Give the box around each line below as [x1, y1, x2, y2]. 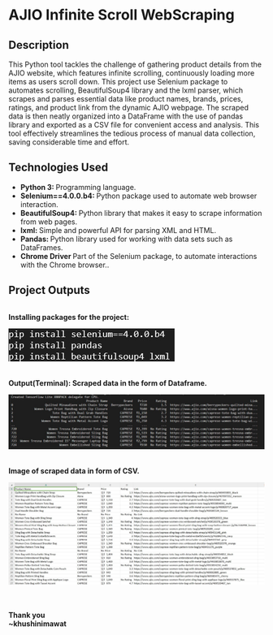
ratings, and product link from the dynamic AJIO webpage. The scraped [8, 103, 249, 112]
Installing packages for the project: [8, 312, 130, 322]
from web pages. [19, 217, 78, 227]
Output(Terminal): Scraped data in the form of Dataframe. [8, 378, 207, 387]
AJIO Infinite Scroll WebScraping [8, 6, 235, 24]
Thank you [8, 611, 45, 620]
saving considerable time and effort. [8, 137, 130, 147]
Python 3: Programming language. [19, 182, 136, 192]
